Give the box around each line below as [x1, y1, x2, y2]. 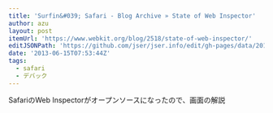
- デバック [15, 72, 48, 80]
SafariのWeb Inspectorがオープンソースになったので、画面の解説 [8, 94, 226, 105]
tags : [8, 57, 27, 65]
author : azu [8, 19, 49, 27]
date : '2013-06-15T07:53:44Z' [8, 49, 111, 57]
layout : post [8, 27, 53, 35]
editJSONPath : [8, 42, 57, 50]
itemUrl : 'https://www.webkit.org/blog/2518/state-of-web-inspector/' [8, 34, 253, 43]
